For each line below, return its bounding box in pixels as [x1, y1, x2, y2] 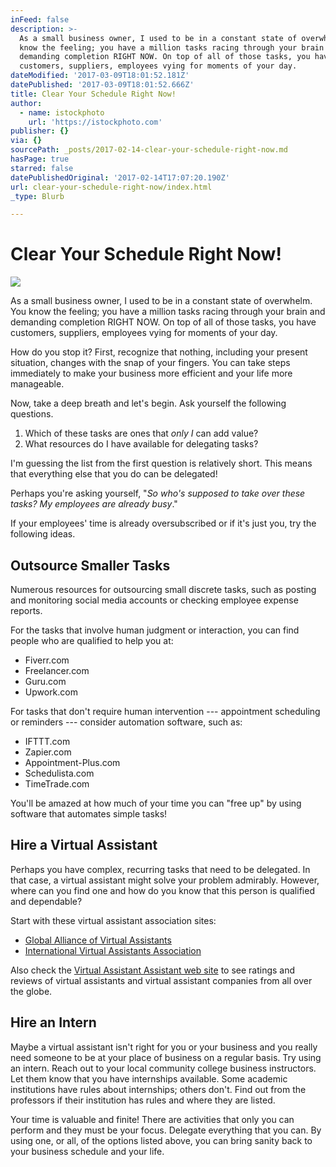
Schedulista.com [24, 767, 95, 779]
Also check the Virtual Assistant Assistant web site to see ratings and [10, 964, 296, 976]
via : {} [10, 136, 43, 146]
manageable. [10, 378, 65, 390]
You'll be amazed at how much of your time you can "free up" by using [10, 797, 302, 809]
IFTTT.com [24, 736, 71, 747]
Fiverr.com [24, 654, 70, 666]
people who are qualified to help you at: [10, 635, 174, 646]
